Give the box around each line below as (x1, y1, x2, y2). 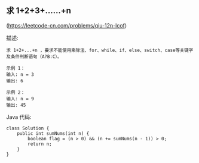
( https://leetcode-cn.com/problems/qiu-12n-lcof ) (6, 21, 127, 29)
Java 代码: (6, 113, 32, 121)
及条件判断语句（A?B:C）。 (6, 53, 62, 60)
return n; (27, 141, 52, 147)
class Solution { (6, 125, 50, 131)
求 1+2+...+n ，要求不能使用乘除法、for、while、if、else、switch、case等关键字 (6, 47, 194, 53)
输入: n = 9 (6, 96, 34, 102)
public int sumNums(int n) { (17, 130, 90, 136)
